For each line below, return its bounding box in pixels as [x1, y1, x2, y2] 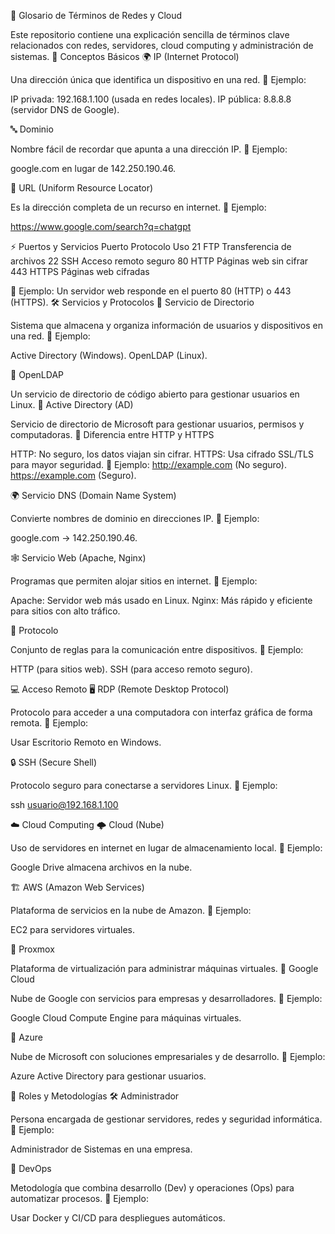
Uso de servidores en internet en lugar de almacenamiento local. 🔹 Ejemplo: [10, 842, 323, 854]
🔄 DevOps [10, 1163, 52, 1174]
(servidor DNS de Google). [10, 104, 120, 115]
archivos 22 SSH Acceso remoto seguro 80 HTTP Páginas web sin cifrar [10, 255, 309, 267]
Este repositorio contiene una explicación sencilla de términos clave [10, 29, 290, 40]
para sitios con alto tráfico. [10, 605, 121, 617]
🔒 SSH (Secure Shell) [10, 756, 98, 768]
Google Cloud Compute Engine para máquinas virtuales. [10, 1012, 242, 1024]
